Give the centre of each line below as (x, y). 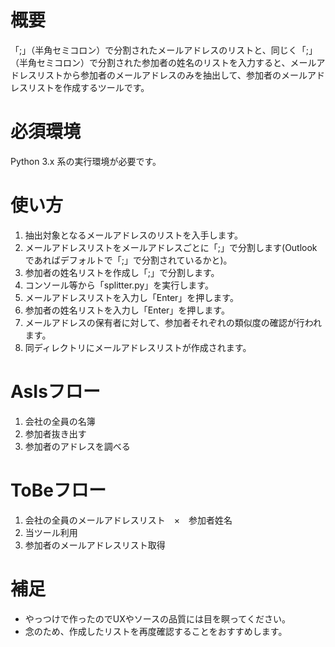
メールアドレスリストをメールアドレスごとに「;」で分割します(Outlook (171, 247)
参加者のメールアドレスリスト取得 (95, 545)
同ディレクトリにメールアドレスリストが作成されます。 (138, 347)
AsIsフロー (55, 392)
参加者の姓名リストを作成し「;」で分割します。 (122, 272)
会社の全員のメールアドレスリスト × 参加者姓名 (128, 520)
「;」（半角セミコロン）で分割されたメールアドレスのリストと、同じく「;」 (164, 50)
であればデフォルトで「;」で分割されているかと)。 (128, 260)
